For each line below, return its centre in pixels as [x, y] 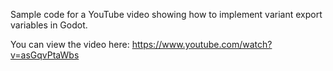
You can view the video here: [70, 44]
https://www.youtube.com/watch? [202, 44]
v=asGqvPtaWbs [45, 55]
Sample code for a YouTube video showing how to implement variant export [166, 14]
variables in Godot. [49, 25]
